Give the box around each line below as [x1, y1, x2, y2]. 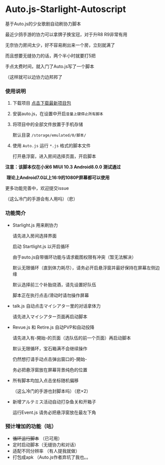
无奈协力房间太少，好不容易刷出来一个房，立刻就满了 [5, 42, 115, 48]
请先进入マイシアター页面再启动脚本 [12, 313, 88, 319]
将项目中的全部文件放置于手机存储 [12, 121, 83, 127]
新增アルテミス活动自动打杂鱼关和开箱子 [12, 398, 96, 404]
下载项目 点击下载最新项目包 [12, 100, 71, 106]
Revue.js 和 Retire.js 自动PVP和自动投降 [12, 324, 94, 330]
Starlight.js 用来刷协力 [12, 222, 58, 228]
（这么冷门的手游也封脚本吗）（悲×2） [12, 388, 91, 394]
